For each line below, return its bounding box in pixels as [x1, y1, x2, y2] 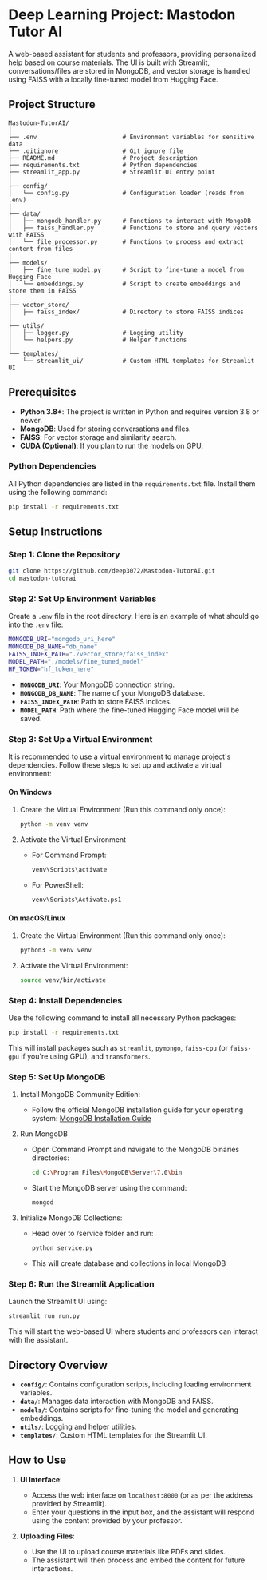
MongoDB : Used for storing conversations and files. [19, 424, 191, 433]
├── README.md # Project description [8, 154, 198, 162]
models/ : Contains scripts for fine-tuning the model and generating [19, 1405, 239, 1414]
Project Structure [8, 98, 96, 111]
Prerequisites [8, 385, 77, 399]
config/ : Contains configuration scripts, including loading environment [19, 1379, 252, 1389]
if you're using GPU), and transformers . [21, 1051, 151, 1061]
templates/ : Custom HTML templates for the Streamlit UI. [19, 1430, 207, 1440]
